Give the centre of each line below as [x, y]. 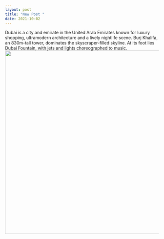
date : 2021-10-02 [23, 19]
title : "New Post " [25, 14]
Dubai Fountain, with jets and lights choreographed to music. [66, 48]
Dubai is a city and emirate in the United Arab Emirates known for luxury [78, 33]
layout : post [18, 10]
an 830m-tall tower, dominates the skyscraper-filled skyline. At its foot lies [80, 43]
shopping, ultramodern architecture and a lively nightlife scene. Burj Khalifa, [81, 38]
